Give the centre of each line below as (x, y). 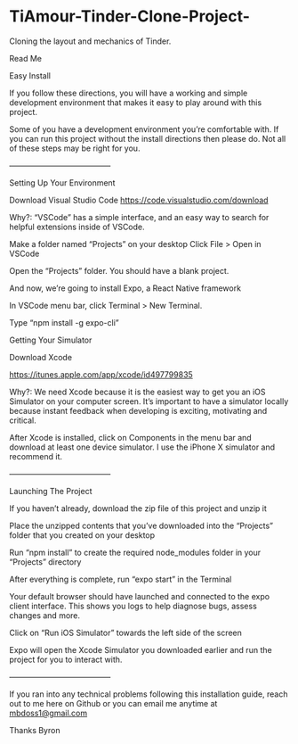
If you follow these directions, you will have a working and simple (129, 93)
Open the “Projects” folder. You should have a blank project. (119, 270)
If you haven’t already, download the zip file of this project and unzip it (138, 508)
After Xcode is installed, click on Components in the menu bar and (130, 437)
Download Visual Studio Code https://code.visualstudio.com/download (139, 200)
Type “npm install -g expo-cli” (64, 322)
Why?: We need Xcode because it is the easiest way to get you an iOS (137, 392)
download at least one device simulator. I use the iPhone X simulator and (142, 447)
